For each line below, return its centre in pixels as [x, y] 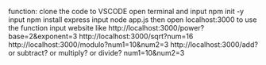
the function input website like [58, 28]
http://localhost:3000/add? [214, 45]
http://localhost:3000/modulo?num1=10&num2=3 [89, 45]
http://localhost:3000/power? [156, 28]
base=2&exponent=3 [43, 36]
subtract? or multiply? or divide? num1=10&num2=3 [101, 53]
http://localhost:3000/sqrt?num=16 [136, 36]
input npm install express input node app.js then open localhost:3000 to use [133, 20]
